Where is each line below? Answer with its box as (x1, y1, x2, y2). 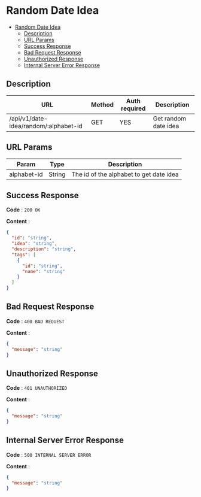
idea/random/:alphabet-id (9, 122, 83, 130)
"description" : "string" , (11, 246, 77, 252)
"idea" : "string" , (11, 241, 58, 247)
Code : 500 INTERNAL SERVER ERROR (6, 451, 92, 458)
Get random (153, 114, 187, 123)
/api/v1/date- (9, 114, 48, 123)
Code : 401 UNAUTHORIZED (6, 384, 68, 392)
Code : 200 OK (6, 206, 41, 213)
